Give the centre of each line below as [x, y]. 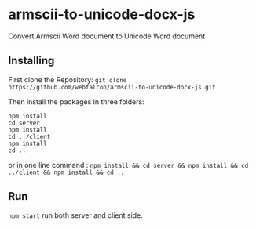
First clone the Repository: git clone [68, 79]
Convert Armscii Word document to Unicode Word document [107, 36]
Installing [31, 61]
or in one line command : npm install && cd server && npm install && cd [128, 165]
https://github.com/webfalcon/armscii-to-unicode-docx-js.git [112, 87]
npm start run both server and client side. [75, 215]
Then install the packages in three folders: [76, 101]
